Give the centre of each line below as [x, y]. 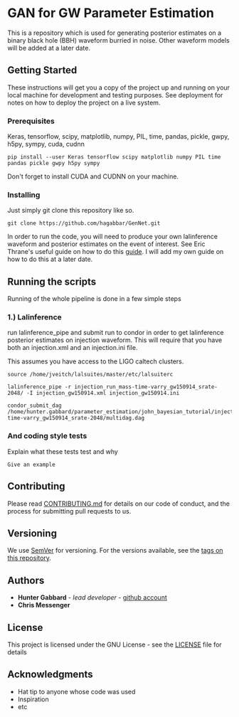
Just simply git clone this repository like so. [71, 211]
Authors [26, 580]
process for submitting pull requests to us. [69, 511]
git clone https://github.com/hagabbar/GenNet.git [84, 223]
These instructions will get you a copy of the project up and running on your [118, 87]
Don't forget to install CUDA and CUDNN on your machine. [93, 176]
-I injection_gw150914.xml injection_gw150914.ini [103, 393]
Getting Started [42, 70]
